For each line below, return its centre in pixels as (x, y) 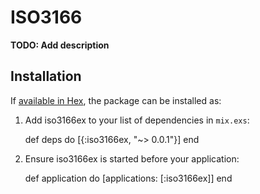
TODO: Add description (60, 45)
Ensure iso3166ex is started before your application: (132, 158)
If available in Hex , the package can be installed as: (116, 100)
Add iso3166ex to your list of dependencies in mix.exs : (137, 120)
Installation (46, 76)
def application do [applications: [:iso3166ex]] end (128, 178)
